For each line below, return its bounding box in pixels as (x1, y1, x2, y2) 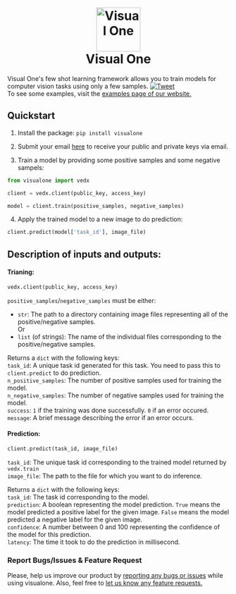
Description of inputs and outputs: (7, 248, 161, 260)
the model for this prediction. (7, 530, 92, 538)
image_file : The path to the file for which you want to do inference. (7, 471, 203, 480)
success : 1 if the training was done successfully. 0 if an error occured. (7, 406, 209, 414)
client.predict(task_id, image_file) (7, 445, 118, 452)
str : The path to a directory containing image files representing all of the (17, 310, 229, 318)
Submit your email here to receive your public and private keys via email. (17, 142, 229, 151)
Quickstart (7, 110, 56, 122)
